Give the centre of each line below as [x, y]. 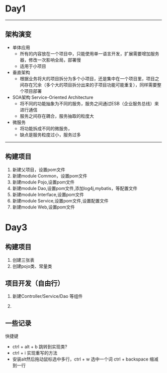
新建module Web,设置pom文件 [43, 207]
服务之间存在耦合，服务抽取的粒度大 [57, 116]
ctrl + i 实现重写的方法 [35, 353]
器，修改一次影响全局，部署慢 [50, 60]
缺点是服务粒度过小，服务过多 [50, 135]
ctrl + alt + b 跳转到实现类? [40, 347]
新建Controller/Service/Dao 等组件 [47, 296]
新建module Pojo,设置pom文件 [43, 182]
